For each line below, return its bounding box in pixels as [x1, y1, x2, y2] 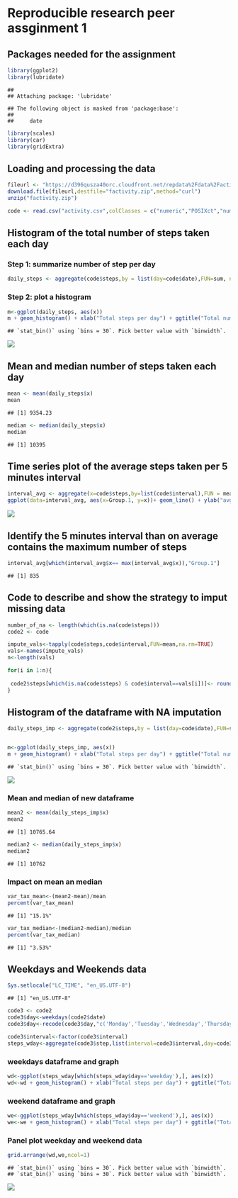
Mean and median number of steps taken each [7, 360, 217, 372]
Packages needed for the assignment [7, 48, 176, 60]
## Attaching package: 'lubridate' [7, 92, 113, 100]
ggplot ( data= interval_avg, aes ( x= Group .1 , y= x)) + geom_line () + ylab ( [7, 497, 220, 504]
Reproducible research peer [7, 5, 175, 21]
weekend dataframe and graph [7, 1096, 115, 1106]
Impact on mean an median [7, 877, 103, 887]
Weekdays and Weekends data [7, 963, 147, 975]
